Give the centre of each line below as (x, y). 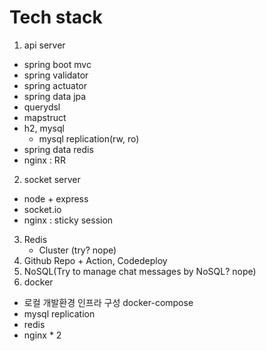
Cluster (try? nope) (77, 250)
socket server (52, 179)
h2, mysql (44, 128)
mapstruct (45, 117)
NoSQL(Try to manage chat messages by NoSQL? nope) (140, 271)
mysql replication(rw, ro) (89, 138)
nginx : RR (44, 160)
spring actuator (55, 85)
